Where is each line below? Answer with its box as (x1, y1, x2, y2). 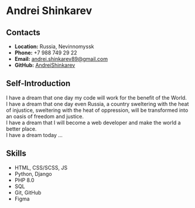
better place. (6, 125, 37, 132)
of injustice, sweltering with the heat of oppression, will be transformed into (6, 107, 189, 114)
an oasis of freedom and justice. (6, 112, 84, 120)
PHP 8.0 (14, 176, 35, 183)
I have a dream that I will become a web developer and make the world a (6, 119, 181, 126)
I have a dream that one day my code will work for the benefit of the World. (6, 94, 187, 101)
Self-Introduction (6, 79, 71, 88)
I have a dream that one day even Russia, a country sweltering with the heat (6, 100, 189, 107)
